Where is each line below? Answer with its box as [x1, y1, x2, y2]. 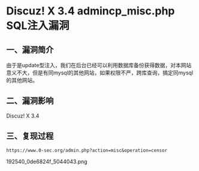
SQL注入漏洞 [6, 19, 70, 32]
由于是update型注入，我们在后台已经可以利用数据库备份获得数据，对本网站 [6, 62, 192, 68]
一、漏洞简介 [6, 44, 54, 55]
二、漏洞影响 [6, 96, 54, 106]
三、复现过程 [6, 131, 54, 142]
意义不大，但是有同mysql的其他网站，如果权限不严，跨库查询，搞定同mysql [6, 69, 194, 76]
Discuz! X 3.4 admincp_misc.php [6, 4, 175, 18]
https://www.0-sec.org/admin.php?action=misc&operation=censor [6, 147, 168, 154]
